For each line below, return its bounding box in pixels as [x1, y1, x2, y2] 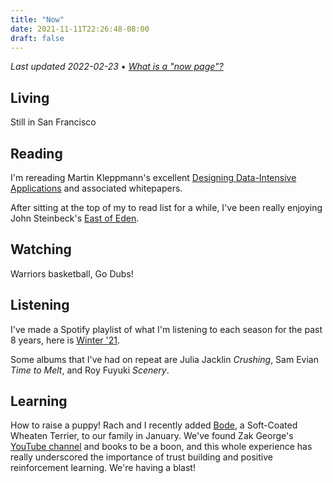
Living [10, 89, 50, 106]
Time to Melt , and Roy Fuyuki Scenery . [10, 364, 170, 376]
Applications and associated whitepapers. [10, 182, 183, 194]
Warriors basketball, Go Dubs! [10, 267, 134, 280]
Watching [10, 241, 72, 258]
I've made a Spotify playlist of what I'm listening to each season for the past [10, 323, 323, 335]
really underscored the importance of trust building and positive [10, 451, 273, 463]
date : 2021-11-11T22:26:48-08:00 [10, 24, 150, 34]
